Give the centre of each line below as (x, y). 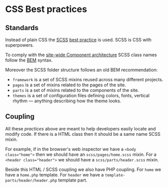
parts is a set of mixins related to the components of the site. (76, 90)
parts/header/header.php (31, 180)
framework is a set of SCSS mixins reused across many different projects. (88, 79)
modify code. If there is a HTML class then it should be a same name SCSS (83, 134)
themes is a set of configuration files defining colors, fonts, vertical (81, 96)
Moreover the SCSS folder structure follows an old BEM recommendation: (81, 70)
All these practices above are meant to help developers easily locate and (80, 128)
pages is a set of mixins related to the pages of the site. (69, 85)
